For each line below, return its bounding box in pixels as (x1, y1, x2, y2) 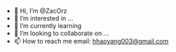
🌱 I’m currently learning (13, 22, 82, 30)
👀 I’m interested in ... (13, 14, 74, 22)
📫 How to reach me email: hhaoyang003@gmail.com (13, 37, 169, 45)
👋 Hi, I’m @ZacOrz (13, 7, 67, 15)
